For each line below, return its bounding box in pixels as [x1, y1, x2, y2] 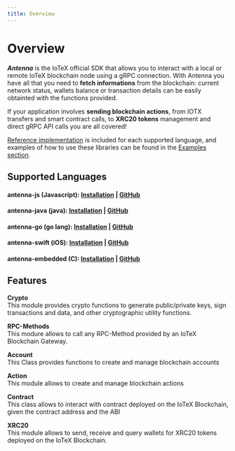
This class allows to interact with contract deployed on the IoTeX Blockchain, [7, 400, 229, 408]
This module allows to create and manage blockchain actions [7, 379, 184, 387]
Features [7, 275, 47, 287]
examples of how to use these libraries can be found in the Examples [7, 143, 207, 152]
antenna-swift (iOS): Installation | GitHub [7, 238, 129, 247]
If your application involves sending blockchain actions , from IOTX [7, 107, 202, 116]
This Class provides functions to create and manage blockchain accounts [7, 358, 220, 366]
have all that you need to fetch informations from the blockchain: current [7, 79, 220, 87]
